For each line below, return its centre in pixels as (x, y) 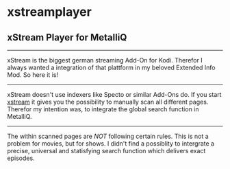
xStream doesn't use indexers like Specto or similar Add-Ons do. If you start (114, 94)
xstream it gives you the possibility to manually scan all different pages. (108, 102)
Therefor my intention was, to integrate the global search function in (103, 109)
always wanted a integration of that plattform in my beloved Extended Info (111, 67)
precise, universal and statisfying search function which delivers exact (106, 151)
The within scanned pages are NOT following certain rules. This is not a (108, 136)
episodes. (21, 158)
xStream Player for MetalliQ (67, 37)
